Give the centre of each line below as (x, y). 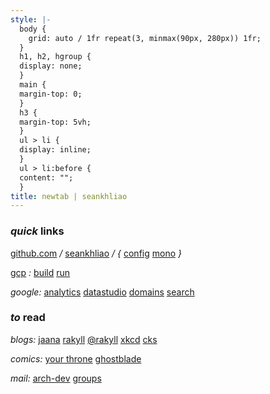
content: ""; (46, 177)
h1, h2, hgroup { (55, 57)
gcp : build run (40, 272)
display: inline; (55, 150)
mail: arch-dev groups (56, 378)
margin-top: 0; (51, 94)
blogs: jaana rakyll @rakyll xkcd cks (84, 339)
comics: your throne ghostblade (76, 358)
